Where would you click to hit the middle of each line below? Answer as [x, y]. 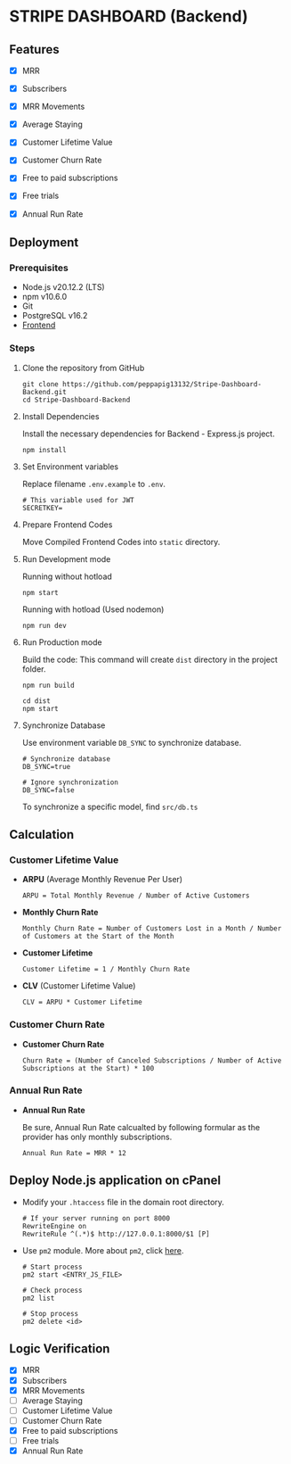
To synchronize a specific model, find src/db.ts [110, 806]
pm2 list [38, 1298]
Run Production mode [62, 642]
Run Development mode [66, 558]
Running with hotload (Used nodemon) [93, 609]
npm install [44, 450]
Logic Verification [60, 1349]
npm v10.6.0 [44, 297]
